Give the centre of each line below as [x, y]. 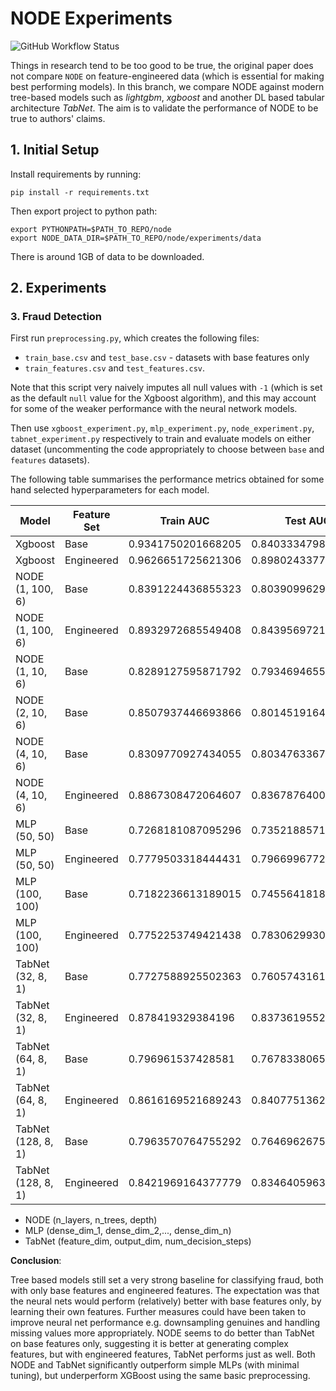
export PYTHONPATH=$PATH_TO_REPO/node [91, 229]
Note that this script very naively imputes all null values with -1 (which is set [166, 388]
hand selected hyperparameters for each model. [110, 490]
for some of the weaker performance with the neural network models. [154, 409]
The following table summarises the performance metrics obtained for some [167, 479]
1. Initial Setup [55, 150]
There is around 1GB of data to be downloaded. [107, 256]
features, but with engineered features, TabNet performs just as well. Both [163, 1354]
